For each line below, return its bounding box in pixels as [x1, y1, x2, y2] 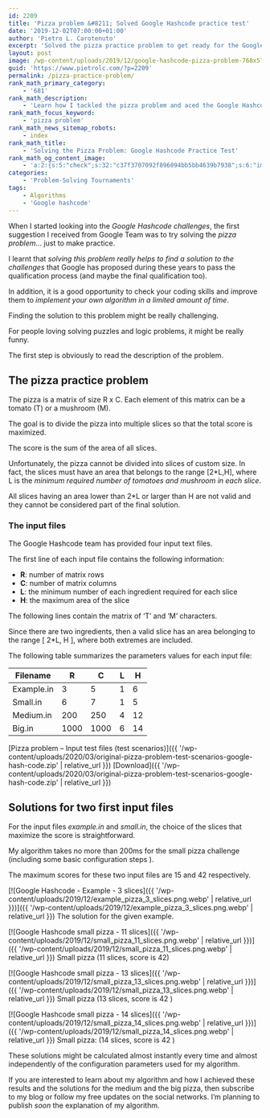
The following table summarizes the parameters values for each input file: [8, 650, 252, 660]
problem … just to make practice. [8, 238, 116, 248]
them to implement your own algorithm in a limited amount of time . [8, 295, 229, 304]
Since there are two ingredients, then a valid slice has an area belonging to [8, 626, 256, 636]
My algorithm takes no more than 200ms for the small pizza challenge [8, 846, 239, 856]
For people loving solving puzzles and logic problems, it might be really [8, 326, 244, 336]
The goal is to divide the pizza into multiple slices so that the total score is [8, 419, 253, 429]
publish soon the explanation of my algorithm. [8, 1100, 160, 1111]
